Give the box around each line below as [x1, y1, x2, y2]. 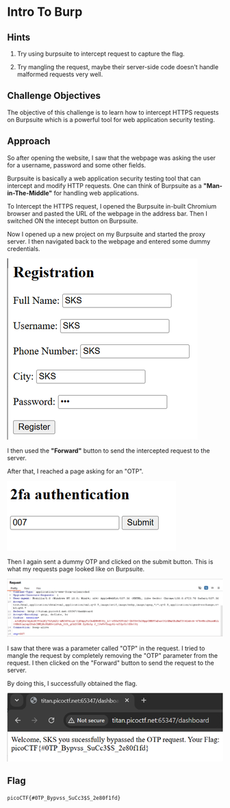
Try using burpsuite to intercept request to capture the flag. [16, 49, 185, 58]
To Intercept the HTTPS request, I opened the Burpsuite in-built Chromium [7, 202, 217, 210]
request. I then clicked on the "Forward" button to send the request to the [7, 658, 214, 667]
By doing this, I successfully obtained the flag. [7, 679, 138, 687]
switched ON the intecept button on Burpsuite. [7, 217, 138, 225]
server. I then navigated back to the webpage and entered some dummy [7, 237, 211, 246]
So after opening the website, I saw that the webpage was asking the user [7, 154, 216, 162]
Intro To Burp [7, 4, 83, 20]
